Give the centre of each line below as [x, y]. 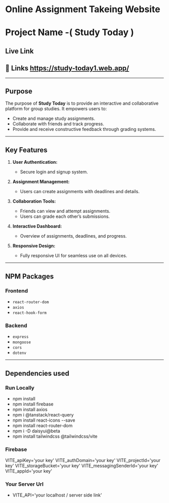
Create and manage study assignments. [54, 119]
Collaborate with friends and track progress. [58, 124]
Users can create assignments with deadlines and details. [80, 192]
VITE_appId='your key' [29, 471]
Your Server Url [24, 484]
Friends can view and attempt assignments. [65, 211]
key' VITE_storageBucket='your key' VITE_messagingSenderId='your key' [82, 466]
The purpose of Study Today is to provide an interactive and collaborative [82, 103]
